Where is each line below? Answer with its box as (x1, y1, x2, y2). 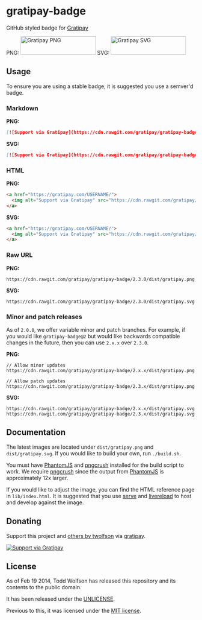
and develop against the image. (6, 499, 84, 506)
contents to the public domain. (6, 584, 82, 591)
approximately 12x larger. (6, 474, 69, 481)
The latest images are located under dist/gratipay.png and (6, 443, 154, 451)
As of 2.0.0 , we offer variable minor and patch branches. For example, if (6, 326, 185, 333)
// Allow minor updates (6, 362, 66, 369)
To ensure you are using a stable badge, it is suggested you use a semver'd (6, 83, 194, 90)
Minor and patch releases (6, 312, 82, 321)
